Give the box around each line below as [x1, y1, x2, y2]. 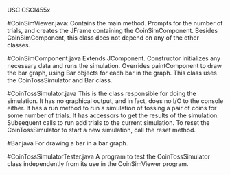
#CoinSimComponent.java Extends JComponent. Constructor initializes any [7, 54, 221, 62]
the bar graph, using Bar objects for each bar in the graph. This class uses [7, 69, 218, 77]
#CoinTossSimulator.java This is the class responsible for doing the [7, 89, 197, 97]
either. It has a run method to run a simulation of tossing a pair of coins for [7, 104, 217, 112]
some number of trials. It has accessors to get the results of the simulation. [7, 111, 220, 119]
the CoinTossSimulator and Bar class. [7, 76, 113, 84]
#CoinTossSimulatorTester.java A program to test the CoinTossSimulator [7, 152, 211, 161]
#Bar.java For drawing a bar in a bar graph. [7, 139, 128, 147]
